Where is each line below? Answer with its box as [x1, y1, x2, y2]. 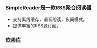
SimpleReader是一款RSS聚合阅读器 [5, 4, 92, 11]
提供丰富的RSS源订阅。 [12, 23, 61, 29]
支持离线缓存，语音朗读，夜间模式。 [12, 16, 88, 23]
